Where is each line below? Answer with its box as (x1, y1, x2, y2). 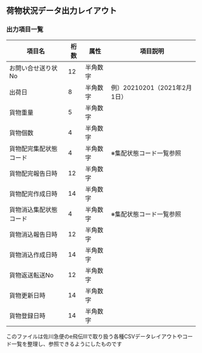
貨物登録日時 (9, 311, 46, 320)
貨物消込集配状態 (9, 205, 58, 214)
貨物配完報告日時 (9, 169, 58, 178)
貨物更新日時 (9, 291, 46, 299)
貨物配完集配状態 (9, 144, 58, 152)
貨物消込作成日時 (9, 251, 58, 259)
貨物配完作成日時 (9, 189, 58, 198)
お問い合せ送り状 (9, 64, 58, 72)
